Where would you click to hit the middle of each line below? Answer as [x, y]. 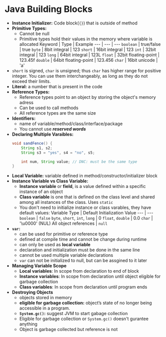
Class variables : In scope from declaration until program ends [83, 287]
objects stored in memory [46, 298]
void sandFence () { [32, 143]
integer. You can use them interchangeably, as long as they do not [80, 76]
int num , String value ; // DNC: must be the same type [79, 162]
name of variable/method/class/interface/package [71, 124]
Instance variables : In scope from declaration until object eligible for [90, 276]
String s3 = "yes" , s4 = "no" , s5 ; [58, 153]
